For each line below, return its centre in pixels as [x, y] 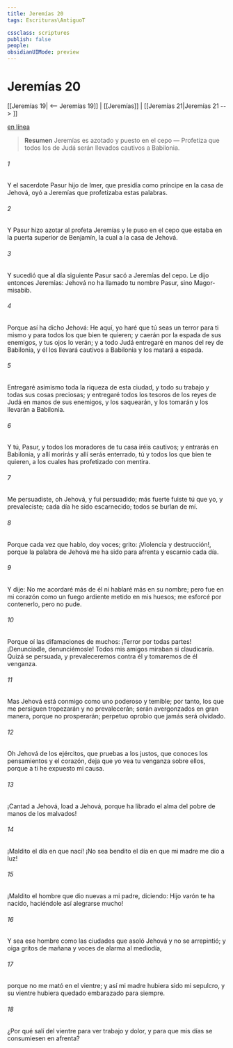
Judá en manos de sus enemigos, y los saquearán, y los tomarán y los [108, 402]
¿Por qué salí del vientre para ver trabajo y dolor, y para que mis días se [110, 1031]
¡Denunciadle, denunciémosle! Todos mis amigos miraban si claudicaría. [111, 649]
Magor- [204, 282]
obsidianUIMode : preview [43, 52]
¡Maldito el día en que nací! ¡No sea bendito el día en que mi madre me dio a [116, 851]
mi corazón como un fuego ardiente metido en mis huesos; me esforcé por [114, 596]
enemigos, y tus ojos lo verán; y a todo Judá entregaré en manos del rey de [115, 342]
